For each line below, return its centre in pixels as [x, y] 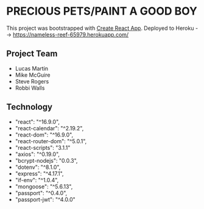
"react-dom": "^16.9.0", [44, 135]
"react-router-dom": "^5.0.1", [51, 141]
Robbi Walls [30, 88]
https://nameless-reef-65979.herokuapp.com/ [71, 34]
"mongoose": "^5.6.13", [44, 186]
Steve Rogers [32, 81]
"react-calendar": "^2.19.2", [49, 128]
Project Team [32, 54]
